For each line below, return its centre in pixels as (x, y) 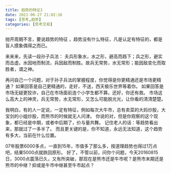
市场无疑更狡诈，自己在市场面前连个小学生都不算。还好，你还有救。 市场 (82, 93)
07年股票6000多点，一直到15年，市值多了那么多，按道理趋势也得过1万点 (81, 146)
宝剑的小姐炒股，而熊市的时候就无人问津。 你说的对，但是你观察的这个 (79, 116)
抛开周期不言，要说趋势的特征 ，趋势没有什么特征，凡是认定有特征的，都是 (84, 39)
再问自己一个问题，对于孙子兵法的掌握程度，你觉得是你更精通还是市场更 (81, 80)
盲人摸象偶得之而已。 (27, 46)
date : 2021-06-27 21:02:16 (34, 15)
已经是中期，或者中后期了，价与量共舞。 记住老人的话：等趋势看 (86, 123)
